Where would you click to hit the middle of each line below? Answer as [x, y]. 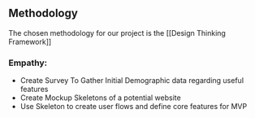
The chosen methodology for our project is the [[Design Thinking [117, 33]
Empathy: [28, 63]
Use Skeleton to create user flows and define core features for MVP [134, 107]
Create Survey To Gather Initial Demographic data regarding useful [132, 81]
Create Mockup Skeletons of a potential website [100, 98]
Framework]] [30, 42]
